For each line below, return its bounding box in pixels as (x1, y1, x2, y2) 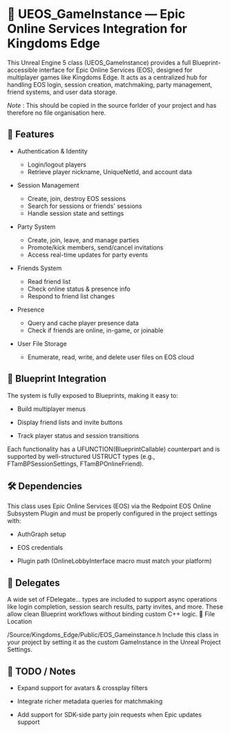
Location (7, 618, 32, 626)
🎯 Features (7, 128, 55, 140)
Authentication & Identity (17, 146, 88, 155)
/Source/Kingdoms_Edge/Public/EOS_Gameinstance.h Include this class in (7, 631, 219, 639)
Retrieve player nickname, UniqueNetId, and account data (27, 167, 192, 175)
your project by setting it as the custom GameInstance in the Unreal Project (7, 638, 221, 647)
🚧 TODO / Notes (7, 665, 76, 677)
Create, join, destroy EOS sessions (27, 194, 126, 202)
